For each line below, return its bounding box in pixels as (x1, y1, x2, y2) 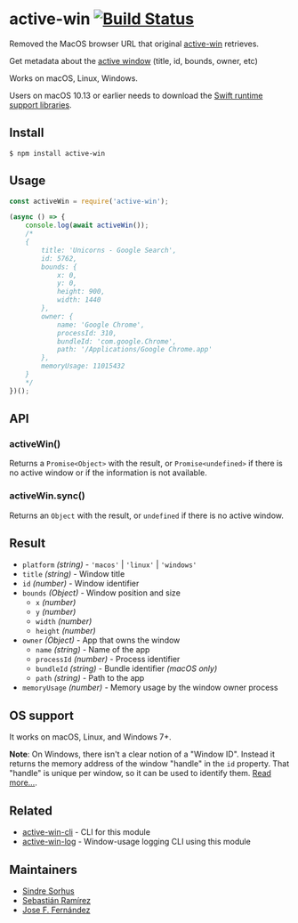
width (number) (35, 616, 93, 627)
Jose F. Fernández (21, 904, 91, 915)
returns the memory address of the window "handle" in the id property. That (9, 758, 290, 769)
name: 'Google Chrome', (56, 320, 145, 329)
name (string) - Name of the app (35, 644, 150, 655)
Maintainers (9, 862, 78, 877)
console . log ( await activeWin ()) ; (25, 221, 149, 231)
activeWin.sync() (9, 490, 86, 502)
